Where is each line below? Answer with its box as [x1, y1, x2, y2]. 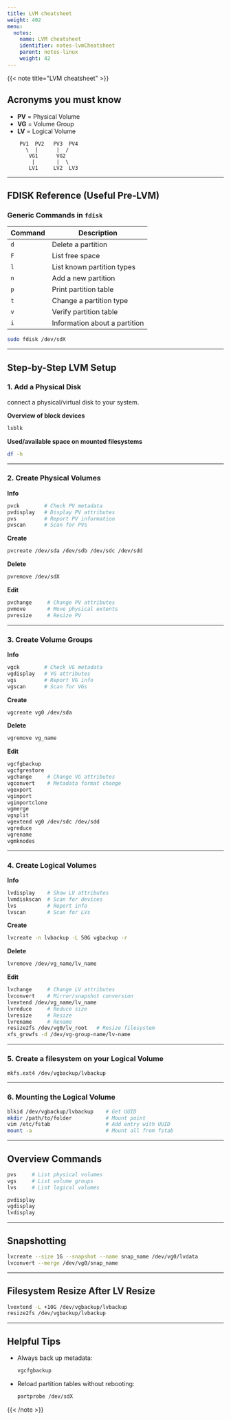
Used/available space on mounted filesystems [7, 437, 143, 445]
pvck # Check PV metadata [7, 502, 103, 509]
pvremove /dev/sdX [7, 574, 60, 581]
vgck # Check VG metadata [7, 664, 103, 671]
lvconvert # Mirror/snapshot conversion [7, 993, 134, 1000]
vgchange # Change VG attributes [7, 774, 115, 781]
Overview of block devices [7, 411, 85, 420]
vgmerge [7, 806, 30, 813]
